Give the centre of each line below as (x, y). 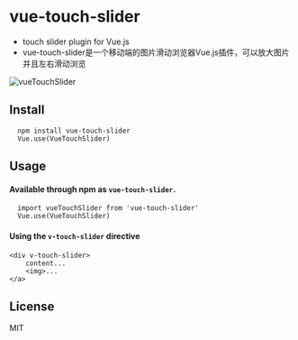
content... (46, 263)
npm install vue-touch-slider (74, 131)
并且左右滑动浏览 (54, 63)
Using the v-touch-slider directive (75, 235)
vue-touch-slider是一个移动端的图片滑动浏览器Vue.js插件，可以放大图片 (156, 52)
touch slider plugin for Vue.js (76, 41)
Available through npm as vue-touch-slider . (93, 189)
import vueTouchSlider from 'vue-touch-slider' (108, 208)
